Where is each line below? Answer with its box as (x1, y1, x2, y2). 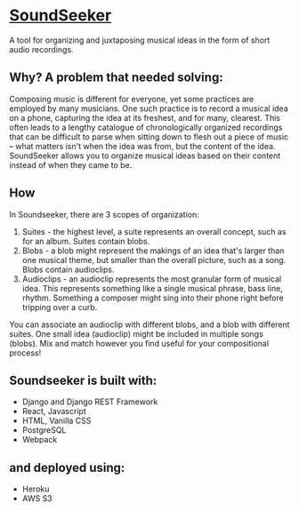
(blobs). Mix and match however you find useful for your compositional (9, 338, 270, 348)
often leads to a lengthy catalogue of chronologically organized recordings (9, 122, 283, 132)
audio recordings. (9, 44, 74, 54)
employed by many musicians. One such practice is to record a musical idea (9, 103, 289, 114)
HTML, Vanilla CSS (21, 415, 92, 427)
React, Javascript (21, 406, 86, 417)
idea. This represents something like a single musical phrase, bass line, (21, 283, 283, 293)
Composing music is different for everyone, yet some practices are (9, 93, 255, 104)
